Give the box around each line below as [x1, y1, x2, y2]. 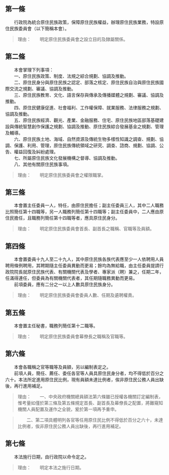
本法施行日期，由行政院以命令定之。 [14, 453, 89, 460]
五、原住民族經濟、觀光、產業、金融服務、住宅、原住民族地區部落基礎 [14, 117, 159, 123]
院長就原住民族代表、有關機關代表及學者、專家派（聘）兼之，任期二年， [14, 269, 164, 275]
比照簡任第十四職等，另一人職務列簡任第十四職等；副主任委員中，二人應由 [5, 209, 159, 215]
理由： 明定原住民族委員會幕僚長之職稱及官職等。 [17, 333, 128, 339]
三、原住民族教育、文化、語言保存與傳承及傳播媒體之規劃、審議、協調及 [14, 92, 164, 98]
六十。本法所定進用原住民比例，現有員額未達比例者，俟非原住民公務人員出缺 [5, 376, 164, 382]
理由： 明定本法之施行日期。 [17, 464, 84, 470]
